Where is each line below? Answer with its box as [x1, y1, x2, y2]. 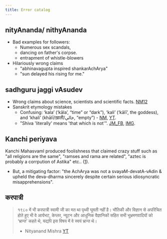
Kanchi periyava [5, 134, 57, 143]
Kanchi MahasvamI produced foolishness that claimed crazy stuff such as [5, 148, 157, 154]
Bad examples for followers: [12, 39, 70, 45]
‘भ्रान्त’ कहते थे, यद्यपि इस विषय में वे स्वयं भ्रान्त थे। [17, 218, 97, 224]
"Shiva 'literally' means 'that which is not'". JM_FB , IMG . [19, 120, 136, 126]
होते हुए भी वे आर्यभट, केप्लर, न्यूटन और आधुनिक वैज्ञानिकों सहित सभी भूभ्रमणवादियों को [17, 212, 153, 218]
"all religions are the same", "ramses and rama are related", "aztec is [5, 153, 146, 159]
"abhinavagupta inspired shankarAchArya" [19, 65, 108, 71]
